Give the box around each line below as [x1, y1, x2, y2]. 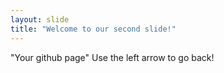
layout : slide [10, 14, 70, 25]
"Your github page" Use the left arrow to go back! [10, 51, 215, 63]
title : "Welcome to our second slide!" [10, 24, 177, 34]
